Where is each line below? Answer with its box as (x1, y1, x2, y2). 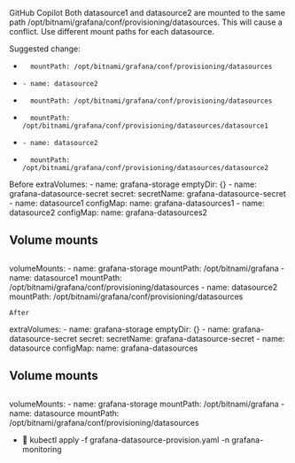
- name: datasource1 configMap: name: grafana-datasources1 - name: (9, 198, 265, 208)
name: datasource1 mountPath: (9, 272, 122, 282)
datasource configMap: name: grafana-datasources (9, 343, 198, 353)
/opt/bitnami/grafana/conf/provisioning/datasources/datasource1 (21, 121, 268, 130)
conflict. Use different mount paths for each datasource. (9, 27, 215, 36)
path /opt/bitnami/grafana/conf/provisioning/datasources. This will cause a (9, 17, 283, 27)
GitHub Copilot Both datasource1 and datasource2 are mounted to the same (9, 8, 286, 18)
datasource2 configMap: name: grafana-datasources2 (9, 207, 208, 218)
